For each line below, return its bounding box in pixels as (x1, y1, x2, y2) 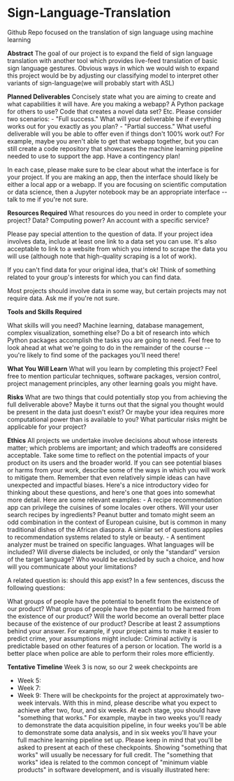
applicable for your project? (7, 422, 87, 431)
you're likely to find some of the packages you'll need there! (7, 351, 180, 359)
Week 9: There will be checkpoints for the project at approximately (17, 691, 210, 699)
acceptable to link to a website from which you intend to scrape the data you (7, 244, 228, 253)
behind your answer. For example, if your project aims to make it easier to (7, 626, 219, 635)
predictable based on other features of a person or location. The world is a (7, 642, 222, 650)
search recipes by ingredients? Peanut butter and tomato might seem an (7, 510, 215, 519)
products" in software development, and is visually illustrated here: (17, 765, 210, 774)
